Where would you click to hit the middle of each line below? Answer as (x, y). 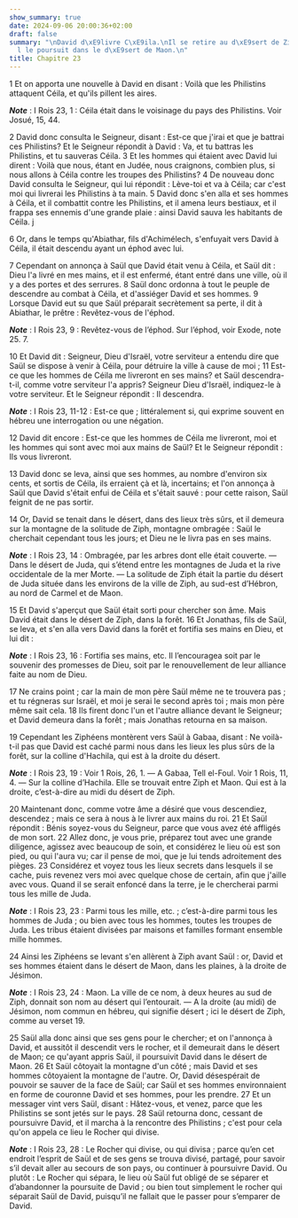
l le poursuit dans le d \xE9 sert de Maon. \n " (103, 51)
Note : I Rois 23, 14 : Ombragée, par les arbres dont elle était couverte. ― (143, 555)
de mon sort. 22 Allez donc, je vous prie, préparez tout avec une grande (141, 837)
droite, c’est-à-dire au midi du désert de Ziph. (92, 792)
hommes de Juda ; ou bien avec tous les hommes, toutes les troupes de (141, 920)
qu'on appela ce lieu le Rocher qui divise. (84, 1132)
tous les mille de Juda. (50, 894)
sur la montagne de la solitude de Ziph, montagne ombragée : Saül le (135, 529)
